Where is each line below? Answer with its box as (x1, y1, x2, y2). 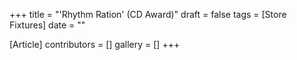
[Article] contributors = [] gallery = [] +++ (9, 39, 181, 50)
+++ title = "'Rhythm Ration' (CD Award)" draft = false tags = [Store (9, 9, 287, 20)
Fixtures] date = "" (9, 19, 86, 31)
